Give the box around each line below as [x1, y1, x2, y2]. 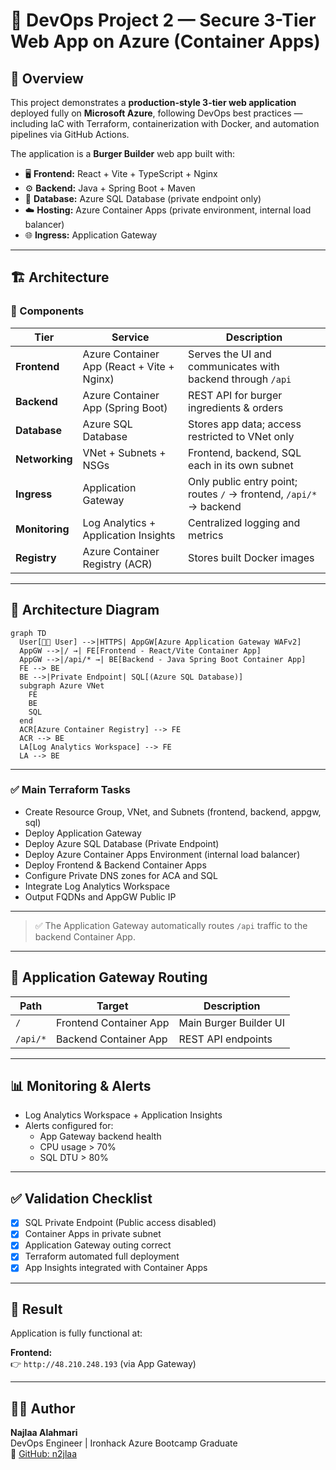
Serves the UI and [188, 347, 272, 361]
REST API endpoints [178, 1032, 273, 1046]
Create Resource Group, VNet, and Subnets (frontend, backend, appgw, [24, 805, 322, 818]
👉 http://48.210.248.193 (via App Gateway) [10, 1358, 197, 1370]
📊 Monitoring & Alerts [10, 1078, 152, 1094]
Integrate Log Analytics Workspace [24, 880, 170, 892]
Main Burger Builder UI [178, 1015, 286, 1029]
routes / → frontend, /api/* [188, 487, 318, 501]
